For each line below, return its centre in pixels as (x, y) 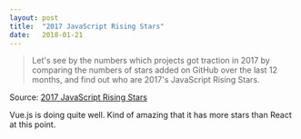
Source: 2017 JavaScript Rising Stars (79, 97)
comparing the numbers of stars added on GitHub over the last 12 (155, 70)
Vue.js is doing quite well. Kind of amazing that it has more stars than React (151, 115)
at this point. (33, 124)
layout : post (34, 18)
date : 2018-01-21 (46, 35)
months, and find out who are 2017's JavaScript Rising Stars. (146, 80)
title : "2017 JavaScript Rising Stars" (87, 26)
